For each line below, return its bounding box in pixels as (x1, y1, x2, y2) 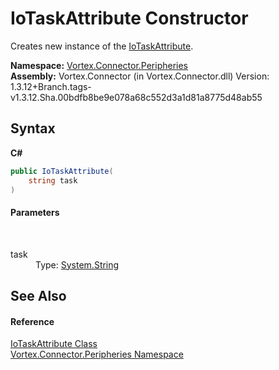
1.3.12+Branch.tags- (10, 80, 92, 92)
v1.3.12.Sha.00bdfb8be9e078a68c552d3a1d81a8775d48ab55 (10, 91, 263, 103)
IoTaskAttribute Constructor (10, 7, 249, 30)
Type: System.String (35, 258, 120, 271)
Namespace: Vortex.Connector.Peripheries (10, 59, 189, 71)
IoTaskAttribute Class (10, 338, 98, 350)
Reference (10, 315, 55, 327)
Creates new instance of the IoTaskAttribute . (10, 40, 194, 52)
